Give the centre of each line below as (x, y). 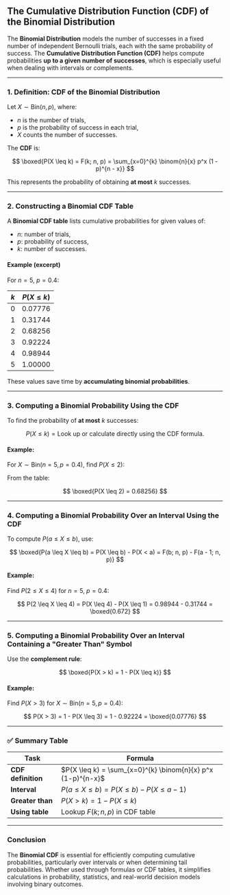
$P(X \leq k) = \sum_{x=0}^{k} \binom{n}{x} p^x (137, 770)
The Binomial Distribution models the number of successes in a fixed (105, 38)
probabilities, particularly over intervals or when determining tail (97, 862)
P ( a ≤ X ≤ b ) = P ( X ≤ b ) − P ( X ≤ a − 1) (124, 790)
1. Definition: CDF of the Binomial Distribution (84, 92)
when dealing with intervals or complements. (71, 67)
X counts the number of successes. (67, 135)
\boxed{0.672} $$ (115, 611)
